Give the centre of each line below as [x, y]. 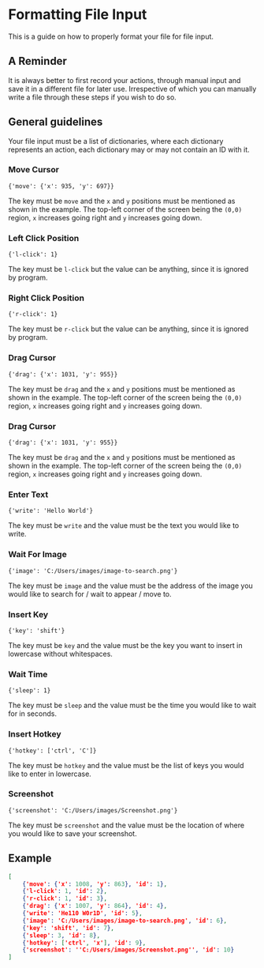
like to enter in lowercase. [50, 774]
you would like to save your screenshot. [73, 833]
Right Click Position [46, 298]
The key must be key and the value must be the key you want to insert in [125, 645]
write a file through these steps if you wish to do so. [93, 97]
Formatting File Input [78, 15]
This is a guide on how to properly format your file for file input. [111, 36]
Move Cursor [33, 170]
